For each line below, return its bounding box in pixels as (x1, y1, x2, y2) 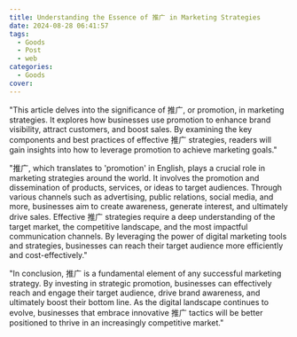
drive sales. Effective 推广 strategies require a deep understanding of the (9, 211, 276, 222)
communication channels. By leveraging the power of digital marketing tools (9, 231, 287, 241)
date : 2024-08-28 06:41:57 (9, 21, 109, 30)
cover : (9, 79, 34, 88)
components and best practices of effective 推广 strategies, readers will (9, 134, 272, 145)
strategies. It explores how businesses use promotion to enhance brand (9, 114, 271, 125)
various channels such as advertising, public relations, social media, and (9, 192, 274, 202)
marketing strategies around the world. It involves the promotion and (9, 172, 260, 183)
